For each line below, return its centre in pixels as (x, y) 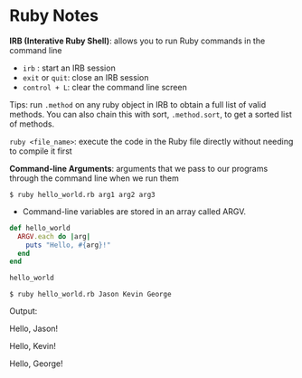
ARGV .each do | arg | (54, 236)
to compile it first (41, 151)
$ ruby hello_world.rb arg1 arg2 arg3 (82, 194)
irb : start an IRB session (69, 68)
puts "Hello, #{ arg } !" (68, 245)
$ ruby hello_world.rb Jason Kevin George (90, 295)
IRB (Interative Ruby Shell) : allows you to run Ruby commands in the (137, 41)
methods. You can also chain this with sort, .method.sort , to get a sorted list (151, 114)
